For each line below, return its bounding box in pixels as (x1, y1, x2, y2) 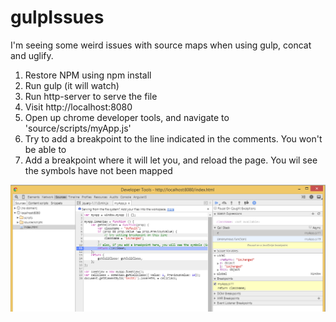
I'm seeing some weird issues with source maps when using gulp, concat (10, 39, 312, 51)
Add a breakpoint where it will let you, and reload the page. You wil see (24, 154, 318, 166)
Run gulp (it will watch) (24, 79, 120, 91)
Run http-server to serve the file (24, 90, 158, 102)
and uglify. (10, 49, 54, 61)
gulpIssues (10, 6, 105, 29)
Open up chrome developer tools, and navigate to (24, 111, 230, 123)
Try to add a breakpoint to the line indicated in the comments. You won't (24, 132, 323, 145)
